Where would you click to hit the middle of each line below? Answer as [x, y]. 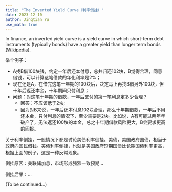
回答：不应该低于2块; [43, 103]
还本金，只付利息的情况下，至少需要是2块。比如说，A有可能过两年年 [93, 116]
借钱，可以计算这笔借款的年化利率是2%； [57, 78]
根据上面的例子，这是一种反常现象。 [44, 153]
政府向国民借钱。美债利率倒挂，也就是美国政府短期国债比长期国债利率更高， [86, 146]
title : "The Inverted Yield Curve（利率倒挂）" [55, 10]
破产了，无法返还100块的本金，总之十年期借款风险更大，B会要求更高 [93, 122]
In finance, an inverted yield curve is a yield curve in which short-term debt [84, 39]
